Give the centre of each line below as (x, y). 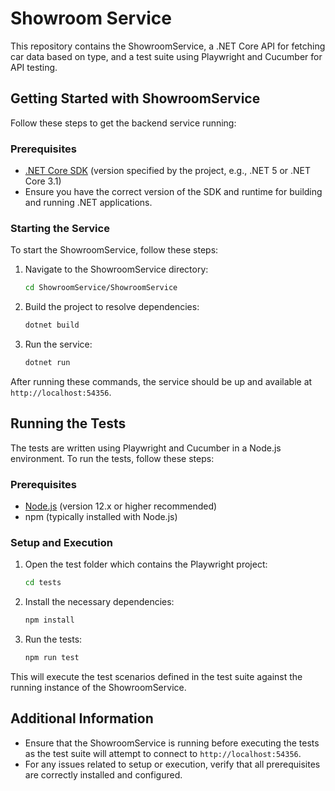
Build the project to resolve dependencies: (112, 307)
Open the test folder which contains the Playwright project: (146, 564)
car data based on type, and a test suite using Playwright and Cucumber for (166, 56)
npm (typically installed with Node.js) (101, 517)
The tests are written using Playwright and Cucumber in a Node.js (146, 448)
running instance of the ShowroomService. (98, 687)
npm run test (52, 658)
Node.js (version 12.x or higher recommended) (121, 506)
